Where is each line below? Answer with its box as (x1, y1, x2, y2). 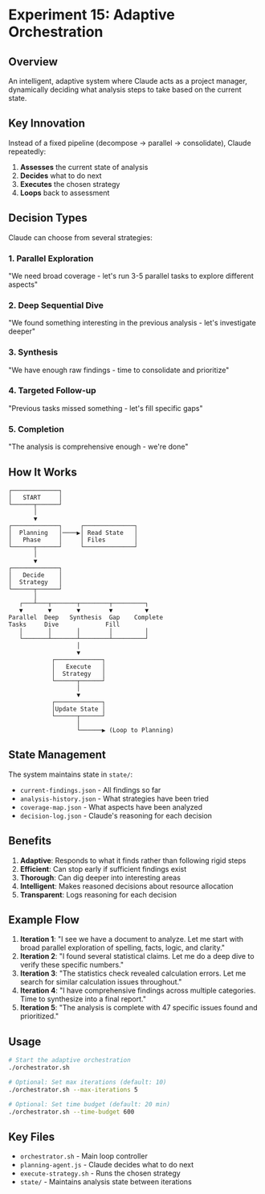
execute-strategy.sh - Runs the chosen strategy (19, 1168, 181, 1178)
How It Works (8, 465, 78, 479)
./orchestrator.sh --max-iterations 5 (8, 1085, 138, 1093)
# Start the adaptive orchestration (8, 1056, 131, 1064)
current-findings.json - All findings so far (19, 785, 161, 794)
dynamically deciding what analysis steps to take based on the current (8, 85, 243, 94)
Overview (8, 55, 59, 68)
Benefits (8, 834, 52, 848)
